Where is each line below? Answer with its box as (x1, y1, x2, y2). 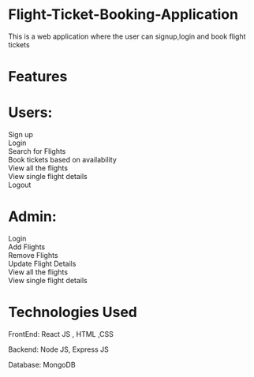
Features (8, 68, 68, 86)
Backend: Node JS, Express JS (8, 345, 109, 354)
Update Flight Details (8, 259, 77, 268)
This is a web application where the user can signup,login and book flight (8, 32, 246, 41)
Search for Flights (8, 147, 66, 156)
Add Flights (8, 242, 46, 252)
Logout (8, 180, 32, 190)
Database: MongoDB (8, 360, 77, 369)
